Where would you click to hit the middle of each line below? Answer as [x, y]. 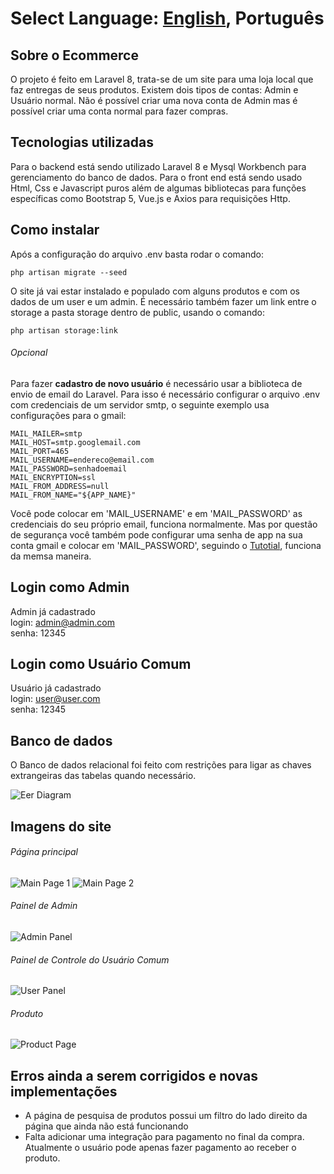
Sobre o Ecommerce [74, 55]
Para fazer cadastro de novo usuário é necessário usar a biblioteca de [156, 383]
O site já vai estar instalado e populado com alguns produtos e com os [155, 291]
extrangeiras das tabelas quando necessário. [103, 776]
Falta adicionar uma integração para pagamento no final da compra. [164, 1137]
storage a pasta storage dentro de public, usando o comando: [137, 312]
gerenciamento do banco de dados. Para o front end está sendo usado [156, 177]
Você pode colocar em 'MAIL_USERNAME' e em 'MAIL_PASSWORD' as [156, 513]
